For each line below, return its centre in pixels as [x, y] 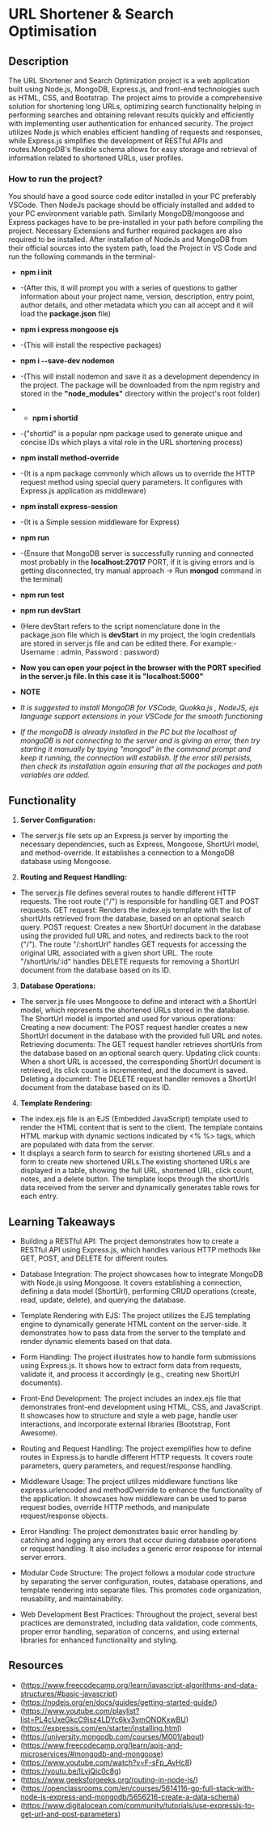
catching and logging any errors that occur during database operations [138, 1540]
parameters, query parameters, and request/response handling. [126, 1465]
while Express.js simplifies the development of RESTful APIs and [116, 141]
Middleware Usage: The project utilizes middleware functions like [129, 1481]
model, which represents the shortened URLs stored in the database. [135, 1010]
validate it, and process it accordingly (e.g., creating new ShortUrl [130, 1374]
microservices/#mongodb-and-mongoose [90, 1753]
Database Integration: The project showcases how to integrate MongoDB [142, 1274]
